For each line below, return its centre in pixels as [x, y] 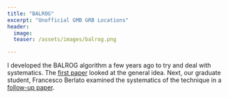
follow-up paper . [31, 88]
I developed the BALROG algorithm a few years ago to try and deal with [109, 65]
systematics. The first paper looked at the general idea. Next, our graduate [114, 73]
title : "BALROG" [31, 14]
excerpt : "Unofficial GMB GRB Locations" [68, 20]
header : [18, 26]
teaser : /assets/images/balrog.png [65, 40]
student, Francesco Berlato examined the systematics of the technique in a [114, 80]
